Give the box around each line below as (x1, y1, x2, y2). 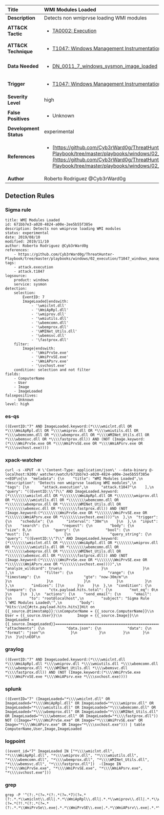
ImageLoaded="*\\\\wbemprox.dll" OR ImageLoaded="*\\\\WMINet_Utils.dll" (5, 709, 159, 714)
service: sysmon (14, 282, 47, 286)
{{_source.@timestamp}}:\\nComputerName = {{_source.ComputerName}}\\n (5, 609, 154, 614)
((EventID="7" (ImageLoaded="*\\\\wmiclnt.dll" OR (5, 696, 110, 701)
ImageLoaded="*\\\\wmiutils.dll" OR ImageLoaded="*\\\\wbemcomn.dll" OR (5, 705, 156, 710)
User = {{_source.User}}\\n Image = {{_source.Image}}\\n (5, 613, 139, 618)
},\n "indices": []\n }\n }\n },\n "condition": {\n (5, 583, 152, 588)
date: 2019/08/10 (5, 235, 41, 240)
